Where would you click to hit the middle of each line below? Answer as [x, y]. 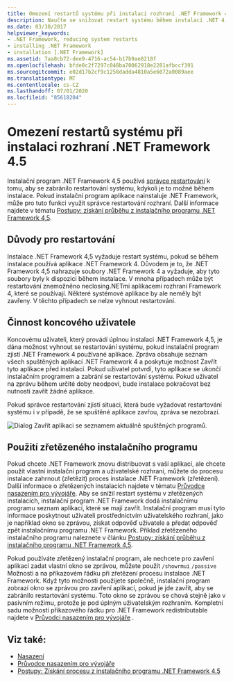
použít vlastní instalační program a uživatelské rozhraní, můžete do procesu [115, 471]
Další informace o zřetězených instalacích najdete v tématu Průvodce [106, 486]
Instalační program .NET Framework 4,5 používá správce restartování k [109, 181]
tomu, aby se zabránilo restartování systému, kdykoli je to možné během [111, 188]
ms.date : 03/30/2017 [37, 26]
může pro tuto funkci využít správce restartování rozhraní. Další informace [113, 203]
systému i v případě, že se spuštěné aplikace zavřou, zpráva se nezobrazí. [114, 412]
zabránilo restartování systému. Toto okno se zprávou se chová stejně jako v [116, 596]
